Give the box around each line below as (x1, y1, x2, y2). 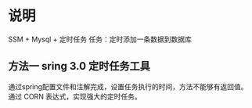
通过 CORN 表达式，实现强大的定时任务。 (8, 92, 142, 101)
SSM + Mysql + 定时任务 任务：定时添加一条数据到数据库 (8, 34, 192, 44)
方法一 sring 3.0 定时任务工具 (8, 59, 151, 73)
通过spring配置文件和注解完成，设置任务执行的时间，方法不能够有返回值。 (8, 81, 248, 91)
